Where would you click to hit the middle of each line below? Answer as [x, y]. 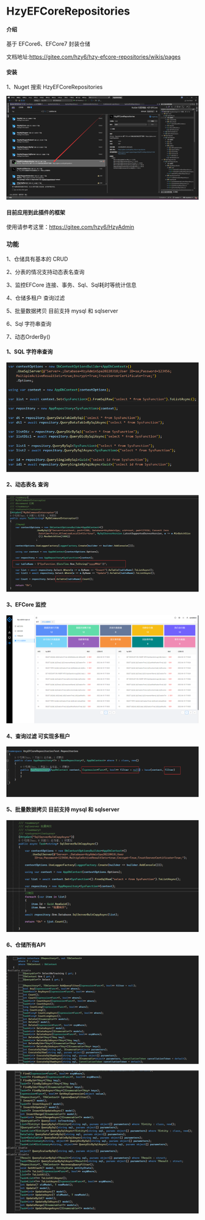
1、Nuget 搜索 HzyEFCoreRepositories [55, 87]
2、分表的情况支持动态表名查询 [45, 272]
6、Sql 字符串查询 [29, 323]
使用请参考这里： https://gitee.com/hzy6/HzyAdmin [70, 227]
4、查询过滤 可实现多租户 [38, 736]
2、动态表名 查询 [27, 485]
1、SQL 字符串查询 [30, 352]
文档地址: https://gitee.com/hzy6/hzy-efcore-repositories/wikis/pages [94, 57]
